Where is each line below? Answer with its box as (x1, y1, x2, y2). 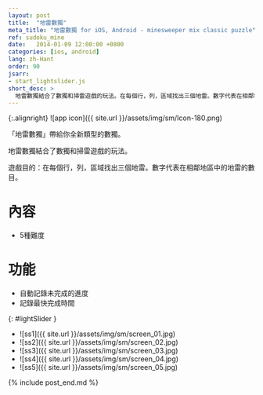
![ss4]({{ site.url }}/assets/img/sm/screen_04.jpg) (19, 354, 178, 364)
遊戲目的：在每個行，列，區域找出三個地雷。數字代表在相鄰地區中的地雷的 (8, 163, 248, 173)
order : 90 (8, 63, 41, 71)
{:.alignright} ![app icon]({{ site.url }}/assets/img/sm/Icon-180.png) (8, 113, 223, 123)
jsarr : (8, 70, 30, 78)
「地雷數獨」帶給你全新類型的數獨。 (8, 130, 125, 139)
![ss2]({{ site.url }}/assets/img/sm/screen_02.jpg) (19, 338, 178, 347)
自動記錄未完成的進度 (19, 288, 88, 298)
